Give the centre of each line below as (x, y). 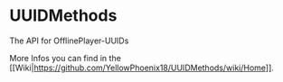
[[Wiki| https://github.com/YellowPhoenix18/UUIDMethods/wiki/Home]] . (141, 68)
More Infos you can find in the (66, 58)
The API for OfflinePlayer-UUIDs (69, 41)
